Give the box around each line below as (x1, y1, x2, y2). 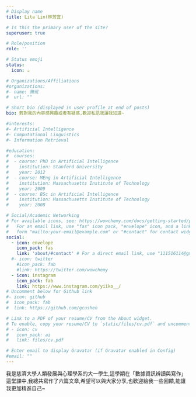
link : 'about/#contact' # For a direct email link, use (16, 251, 156, 257)
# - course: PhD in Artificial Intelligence (6, 158, 118, 164)
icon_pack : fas (16, 245, 54, 251)
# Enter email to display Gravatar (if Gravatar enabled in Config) (6, 348, 176, 354)
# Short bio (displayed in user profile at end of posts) (6, 105, 150, 111)
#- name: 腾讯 (6, 89, 39, 95)
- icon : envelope (11, 240, 54, 246)
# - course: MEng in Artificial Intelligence (6, 175, 121, 181)
